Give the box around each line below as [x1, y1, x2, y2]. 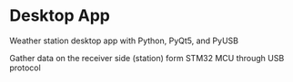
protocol [9, 62, 41, 73]
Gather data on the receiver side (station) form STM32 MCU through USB [9, 52, 285, 63]
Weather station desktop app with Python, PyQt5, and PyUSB [9, 35, 239, 46]
